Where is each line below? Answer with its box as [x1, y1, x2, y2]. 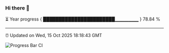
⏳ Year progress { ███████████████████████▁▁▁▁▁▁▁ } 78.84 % [5, 16, 160, 22]
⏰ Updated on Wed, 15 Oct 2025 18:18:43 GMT [5, 32, 102, 38]
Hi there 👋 [5, 4, 30, 11]
